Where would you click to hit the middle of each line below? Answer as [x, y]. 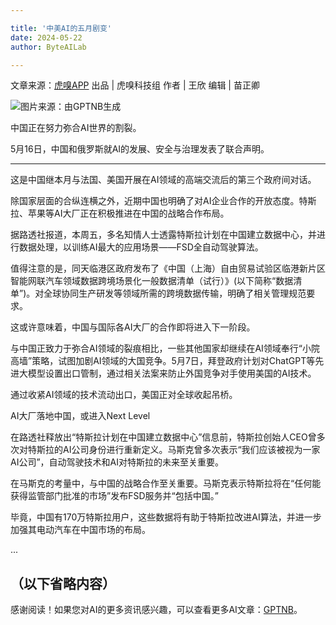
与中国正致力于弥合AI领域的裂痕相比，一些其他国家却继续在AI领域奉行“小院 [165, 348]
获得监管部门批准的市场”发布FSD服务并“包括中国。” [114, 496]
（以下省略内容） [63, 583]
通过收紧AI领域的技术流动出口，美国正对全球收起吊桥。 [124, 395]
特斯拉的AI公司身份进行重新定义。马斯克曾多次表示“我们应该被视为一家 [174, 450]
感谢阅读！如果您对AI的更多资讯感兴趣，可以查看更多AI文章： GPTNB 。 [156, 610]
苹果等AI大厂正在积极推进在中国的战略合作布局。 [128, 213]
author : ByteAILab [48, 47]
